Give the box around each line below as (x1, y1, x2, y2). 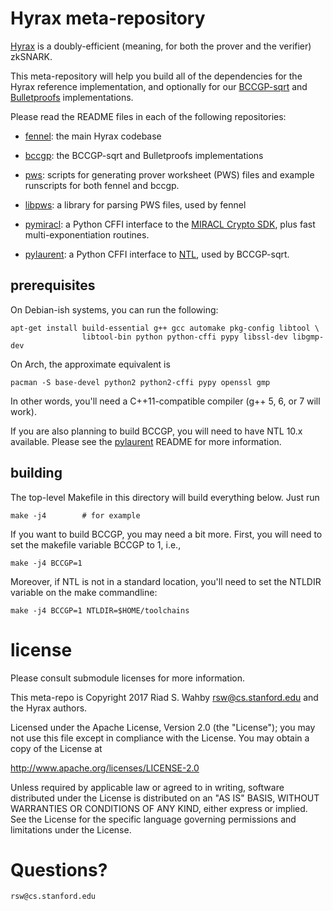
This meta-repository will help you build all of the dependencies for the (10, 70, 303, 82)
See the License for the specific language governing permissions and (10, 813, 297, 825)
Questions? (10, 858, 108, 881)
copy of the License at (10, 742, 103, 754)
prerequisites (10, 277, 96, 294)
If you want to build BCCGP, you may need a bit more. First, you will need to (10, 528, 323, 540)
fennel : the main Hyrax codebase (24, 130, 162, 142)
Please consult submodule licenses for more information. (10, 672, 246, 684)
